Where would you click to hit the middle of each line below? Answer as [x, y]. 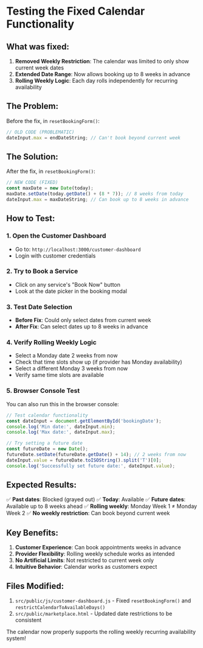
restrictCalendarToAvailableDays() [60, 608]
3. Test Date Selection [40, 307]
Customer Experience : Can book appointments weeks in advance [98, 548]
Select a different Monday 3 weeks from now [71, 368]
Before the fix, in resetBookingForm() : [53, 121]
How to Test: [31, 218]
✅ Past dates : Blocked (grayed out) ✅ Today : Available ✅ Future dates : [96, 499]
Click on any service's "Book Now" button [67, 284]
